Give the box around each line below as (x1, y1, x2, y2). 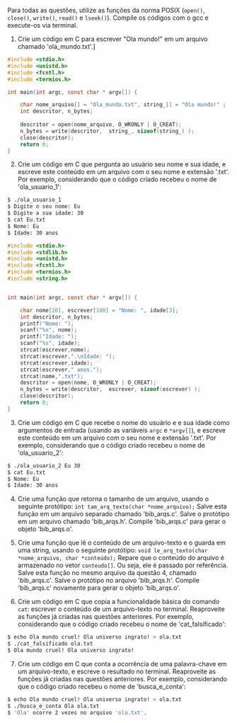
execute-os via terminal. (7, 21, 78, 29)
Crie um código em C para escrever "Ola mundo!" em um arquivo (17, 35, 208, 43)
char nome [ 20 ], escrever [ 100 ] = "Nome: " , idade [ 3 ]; (20, 307, 179, 314)
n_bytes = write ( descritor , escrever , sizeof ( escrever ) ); (20, 386, 201, 393)
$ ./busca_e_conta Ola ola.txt (7, 702, 100, 710)
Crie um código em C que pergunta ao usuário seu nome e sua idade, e (17, 160, 226, 169)
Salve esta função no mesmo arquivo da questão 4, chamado (17, 569, 197, 577)
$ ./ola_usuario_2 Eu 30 (7, 462, 81, 469)
